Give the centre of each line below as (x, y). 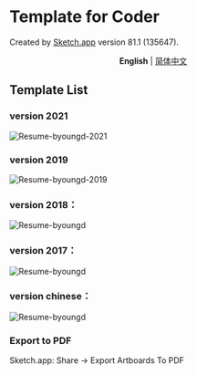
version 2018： (44, 204)
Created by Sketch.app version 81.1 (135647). (94, 42)
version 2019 (39, 160)
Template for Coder (84, 17)
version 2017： (43, 251)
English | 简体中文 (153, 60)
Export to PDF (41, 340)
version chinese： (51, 297)
